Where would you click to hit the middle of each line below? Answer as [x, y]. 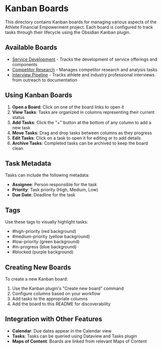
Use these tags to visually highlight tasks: [47, 222]
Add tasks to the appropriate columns [50, 299]
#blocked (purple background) [43, 252]
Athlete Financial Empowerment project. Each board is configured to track [79, 27]
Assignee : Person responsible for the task [54, 185]
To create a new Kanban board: [36, 279]
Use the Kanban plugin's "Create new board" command [68, 288]
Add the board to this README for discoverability [61, 304]
